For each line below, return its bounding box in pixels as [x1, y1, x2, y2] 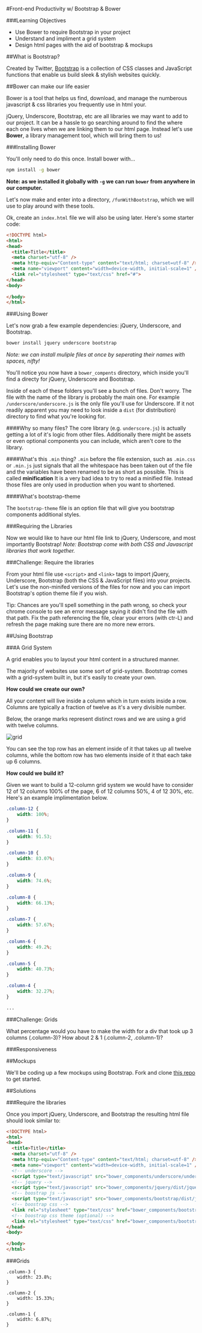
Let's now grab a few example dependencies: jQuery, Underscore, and [6, 322, 182, 329]
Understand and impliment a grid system [14, 35, 116, 42]
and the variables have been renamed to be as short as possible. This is [6, 468, 185, 476]
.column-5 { [6, 961, 36, 967]
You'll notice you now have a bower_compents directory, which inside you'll [6, 369, 189, 377]
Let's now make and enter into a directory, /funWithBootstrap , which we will [6, 196, 194, 203]
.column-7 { [6, 917, 36, 923]
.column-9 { [6, 872, 36, 878]
